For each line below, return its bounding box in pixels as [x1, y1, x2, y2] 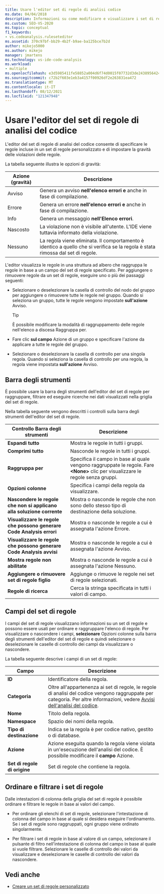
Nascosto [7, 226, 30, 233]
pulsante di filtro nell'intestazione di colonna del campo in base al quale [12, 841, 156, 847]
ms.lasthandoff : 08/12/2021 [5, 89, 62, 94]
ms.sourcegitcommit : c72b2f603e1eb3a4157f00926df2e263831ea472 [5, 75, 137, 80]
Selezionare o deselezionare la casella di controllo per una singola [12, 351, 145, 357]
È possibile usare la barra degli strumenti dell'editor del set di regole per [5, 389, 150, 394]
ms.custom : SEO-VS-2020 [5, 21, 54, 26]
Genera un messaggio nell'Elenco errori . [40, 215, 134, 222]
